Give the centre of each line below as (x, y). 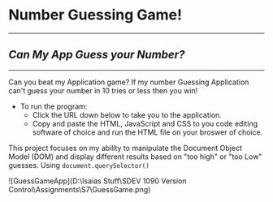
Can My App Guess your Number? (97, 55)
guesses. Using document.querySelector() (79, 165)
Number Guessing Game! (95, 15)
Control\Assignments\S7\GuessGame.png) (80, 189)
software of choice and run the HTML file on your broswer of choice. (147, 132)
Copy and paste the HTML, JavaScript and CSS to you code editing (145, 123)
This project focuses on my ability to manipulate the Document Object (125, 148)
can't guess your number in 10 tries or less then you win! (103, 90)
